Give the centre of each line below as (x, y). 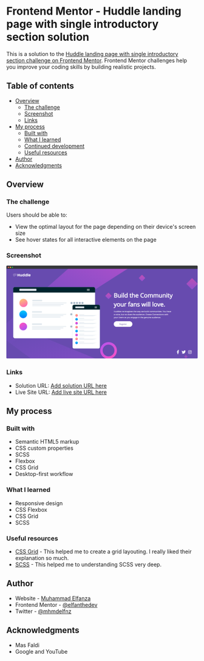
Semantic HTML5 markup (47, 442)
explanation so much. (42, 558)
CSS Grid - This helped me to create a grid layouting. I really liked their (103, 551)
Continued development (54, 146)
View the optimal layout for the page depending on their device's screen (105, 227)
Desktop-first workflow (44, 474)
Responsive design (39, 503)
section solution (48, 37)
